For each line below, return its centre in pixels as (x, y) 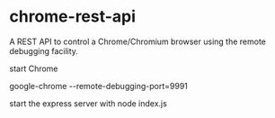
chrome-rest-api (73, 17)
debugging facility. (44, 50)
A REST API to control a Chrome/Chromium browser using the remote (138, 41)
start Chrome (34, 68)
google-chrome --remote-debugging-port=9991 (99, 86)
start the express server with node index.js (89, 103)
